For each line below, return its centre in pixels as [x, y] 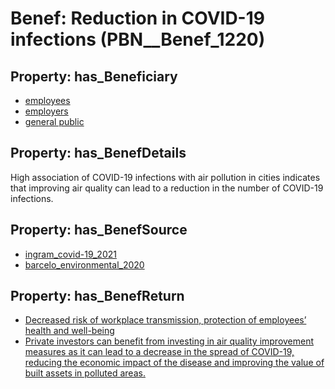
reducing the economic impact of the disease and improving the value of [174, 363]
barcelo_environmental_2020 [84, 264]
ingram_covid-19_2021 [70, 254]
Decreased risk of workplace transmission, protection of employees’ [165, 320]
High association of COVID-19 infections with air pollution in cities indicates [165, 177]
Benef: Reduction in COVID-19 [137, 18]
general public [54, 121]
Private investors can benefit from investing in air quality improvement [169, 341]
